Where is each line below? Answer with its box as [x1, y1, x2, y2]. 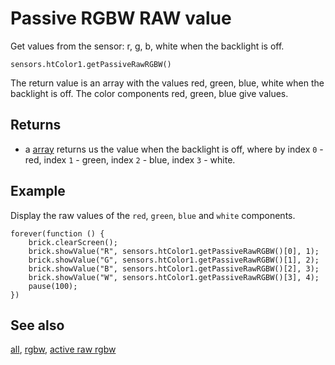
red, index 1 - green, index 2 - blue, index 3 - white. [24, 153, 236, 166]
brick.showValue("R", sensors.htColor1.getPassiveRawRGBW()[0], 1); [28, 246, 320, 256]
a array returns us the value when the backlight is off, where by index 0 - [24, 143, 324, 155]
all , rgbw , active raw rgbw [10, 343, 117, 356]
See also [10, 317, 65, 334]
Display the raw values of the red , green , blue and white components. [10, 209, 296, 221]
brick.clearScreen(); [28, 237, 118, 247]
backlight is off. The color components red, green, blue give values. [10, 87, 289, 99]
